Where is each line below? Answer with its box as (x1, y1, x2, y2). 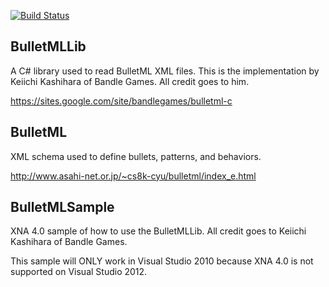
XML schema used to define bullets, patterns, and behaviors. (10, 150, 262, 162)
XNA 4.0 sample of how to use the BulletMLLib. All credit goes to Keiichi (10, 225, 307, 237)
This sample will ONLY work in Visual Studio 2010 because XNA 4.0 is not (10, 255, 314, 267)
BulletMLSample (10, 199, 115, 216)
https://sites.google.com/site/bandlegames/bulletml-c (10, 95, 233, 107)
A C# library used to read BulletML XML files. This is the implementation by (10, 65, 320, 77)
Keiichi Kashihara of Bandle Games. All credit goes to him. (10, 75, 250, 87)
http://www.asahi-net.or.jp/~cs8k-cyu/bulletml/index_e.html (10, 170, 257, 182)
